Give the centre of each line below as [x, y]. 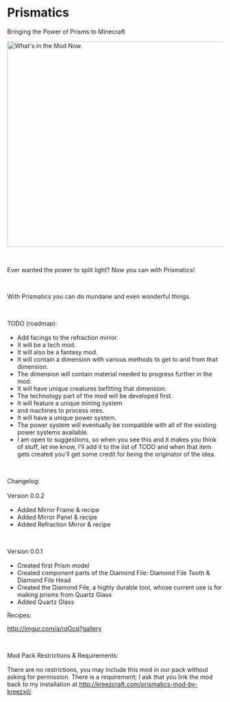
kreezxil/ [19, 691]
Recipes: [20, 615]
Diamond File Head [44, 580]
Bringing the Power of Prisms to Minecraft [66, 32]
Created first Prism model [53, 565]
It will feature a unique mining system [70, 403]
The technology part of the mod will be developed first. [95, 396]
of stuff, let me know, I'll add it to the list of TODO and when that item [114, 446]
